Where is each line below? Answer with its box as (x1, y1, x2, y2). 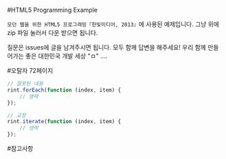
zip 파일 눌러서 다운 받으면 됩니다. (7, 29, 98, 36)
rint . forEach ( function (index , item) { (7, 86, 122, 94)
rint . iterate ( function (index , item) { (7, 118, 122, 125)
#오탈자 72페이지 (7, 67, 54, 74)
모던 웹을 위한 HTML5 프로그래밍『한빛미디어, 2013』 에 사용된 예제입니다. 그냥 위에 (7, 20, 220, 28)
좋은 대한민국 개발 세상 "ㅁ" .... (25, 52, 108, 60)
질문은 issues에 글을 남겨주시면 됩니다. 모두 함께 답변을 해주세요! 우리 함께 (7, 43, 206, 51)
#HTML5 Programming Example (7, 6, 98, 14)
